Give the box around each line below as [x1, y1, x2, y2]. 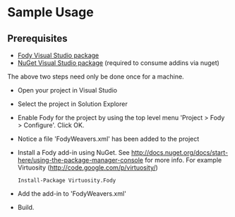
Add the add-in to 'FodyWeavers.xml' [17, 189, 127, 198]
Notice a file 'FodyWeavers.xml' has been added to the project [17, 135, 200, 143]
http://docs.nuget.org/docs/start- [131, 148, 228, 156]
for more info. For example [144, 156, 222, 164]
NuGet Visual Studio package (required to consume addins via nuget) [17, 59, 220, 67]
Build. [17, 203, 35, 211]
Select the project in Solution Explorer [17, 100, 128, 108]
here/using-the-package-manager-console [17, 156, 143, 164]
